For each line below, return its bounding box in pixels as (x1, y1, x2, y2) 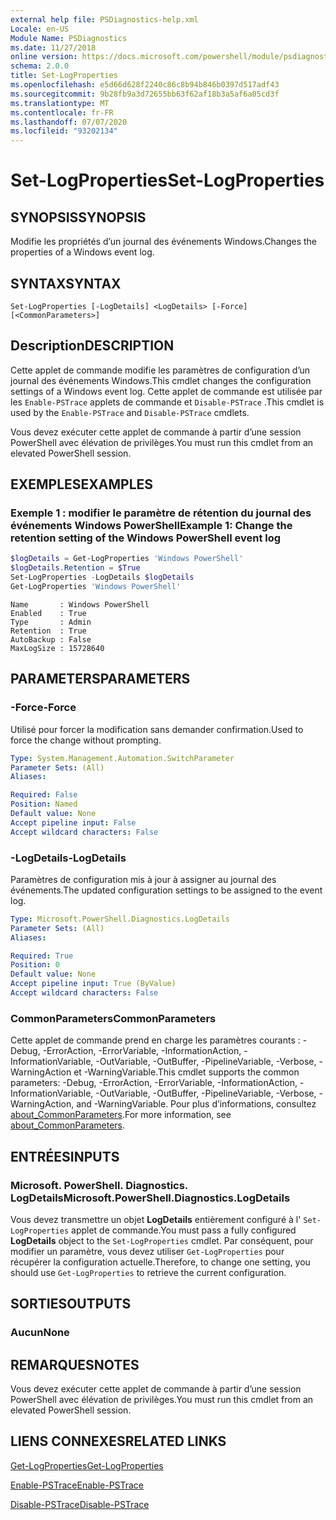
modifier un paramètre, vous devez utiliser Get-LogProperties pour (10, 1245, 285, 1257)
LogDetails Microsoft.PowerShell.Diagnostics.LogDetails (10, 1191, 291, 1205)
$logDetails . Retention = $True (10, 563, 141, 573)
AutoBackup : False (10, 634, 92, 645)
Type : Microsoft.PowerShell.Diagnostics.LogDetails (10, 914, 230, 924)
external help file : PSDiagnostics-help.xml (10, 14, 199, 25)
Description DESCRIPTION (10, 337, 175, 355)
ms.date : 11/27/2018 (10, 42, 97, 53)
